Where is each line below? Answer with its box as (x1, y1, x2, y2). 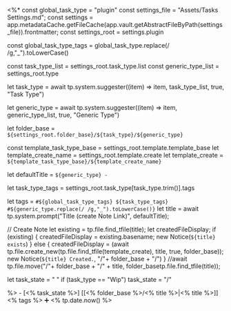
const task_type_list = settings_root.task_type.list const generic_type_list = (7, 62, 219, 70)
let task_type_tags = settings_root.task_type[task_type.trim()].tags (7, 184, 195, 192)
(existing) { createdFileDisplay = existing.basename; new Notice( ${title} (7, 233, 216, 241)
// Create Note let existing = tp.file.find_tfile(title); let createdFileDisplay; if (7, 225, 217, 234)
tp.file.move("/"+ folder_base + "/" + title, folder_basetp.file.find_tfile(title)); (7, 262, 221, 270)
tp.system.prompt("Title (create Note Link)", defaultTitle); (7, 212, 170, 220)
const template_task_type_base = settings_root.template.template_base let (7, 144, 219, 151)
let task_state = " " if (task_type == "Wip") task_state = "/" (7, 276, 172, 283)
